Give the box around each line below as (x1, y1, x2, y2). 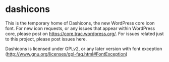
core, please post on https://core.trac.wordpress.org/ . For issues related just (5, 30, 164, 36)
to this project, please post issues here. (5, 36, 87, 42)
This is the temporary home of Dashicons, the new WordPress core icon (5, 20, 155, 26)
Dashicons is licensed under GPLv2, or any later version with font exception (5, 45, 162, 51)
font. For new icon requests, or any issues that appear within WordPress (5, 25, 155, 31)
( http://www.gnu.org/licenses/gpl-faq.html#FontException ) (5, 51, 128, 57)
